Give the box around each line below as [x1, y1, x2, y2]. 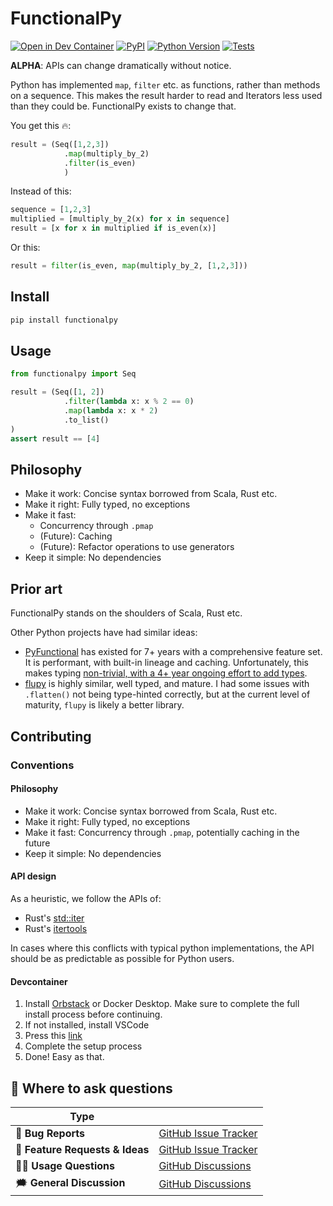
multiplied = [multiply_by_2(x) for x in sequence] [10, 214, 230, 224]
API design [10, 870, 57, 882]
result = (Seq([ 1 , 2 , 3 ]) [10, 139, 110, 149]
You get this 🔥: [10, 119, 72, 131]
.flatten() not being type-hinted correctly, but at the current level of [24, 688, 311, 701]
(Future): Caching [39, 530, 113, 542]
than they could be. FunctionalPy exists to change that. [10, 100, 237, 112]
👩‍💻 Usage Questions [15, 1158, 116, 1172]
